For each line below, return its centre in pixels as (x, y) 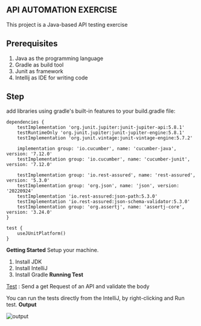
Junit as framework (39, 71)
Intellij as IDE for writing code (51, 78)
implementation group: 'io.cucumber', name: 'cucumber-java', (97, 149)
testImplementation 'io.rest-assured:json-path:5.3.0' (88, 196)
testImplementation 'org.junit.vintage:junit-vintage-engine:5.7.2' (105, 138)
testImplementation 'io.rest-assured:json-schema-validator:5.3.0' (104, 202)
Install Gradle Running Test (49, 274)
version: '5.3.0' (28, 181)
